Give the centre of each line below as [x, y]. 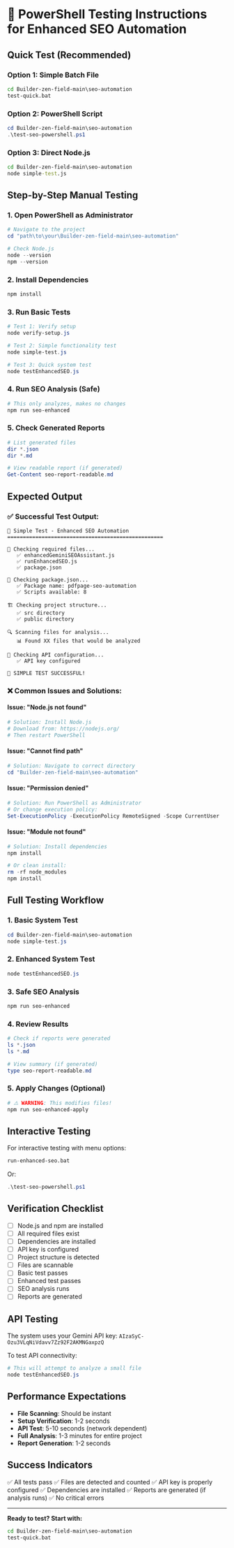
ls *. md [18, 1051]
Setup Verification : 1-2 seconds [63, 1421]
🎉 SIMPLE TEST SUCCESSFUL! [46, 673]
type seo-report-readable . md [49, 1071]
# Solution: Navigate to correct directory [71, 766]
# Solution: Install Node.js [49, 723]
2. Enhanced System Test [51, 959]
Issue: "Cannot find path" [45, 751]
